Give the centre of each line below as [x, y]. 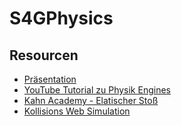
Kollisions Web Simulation [77, 111]
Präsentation [50, 79]
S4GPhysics [61, 18]
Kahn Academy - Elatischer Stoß [91, 100]
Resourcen [44, 55]
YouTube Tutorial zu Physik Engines [97, 90]
